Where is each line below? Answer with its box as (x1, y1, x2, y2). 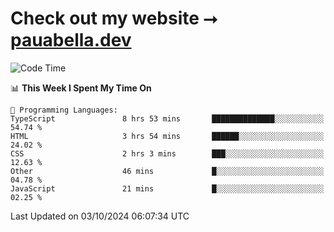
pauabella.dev (10, 29, 132, 52)
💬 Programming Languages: (10, 105, 118, 115)
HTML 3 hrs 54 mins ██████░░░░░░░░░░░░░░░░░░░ (10, 131, 325, 141)
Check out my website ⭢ (10, 7, 218, 30)
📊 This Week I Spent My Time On (10, 82, 152, 94)
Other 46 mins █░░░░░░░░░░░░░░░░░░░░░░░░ (10, 166, 325, 176)
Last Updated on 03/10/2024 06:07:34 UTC (10, 210, 190, 222)
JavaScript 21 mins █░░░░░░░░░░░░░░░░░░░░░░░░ (10, 183, 325, 194)
